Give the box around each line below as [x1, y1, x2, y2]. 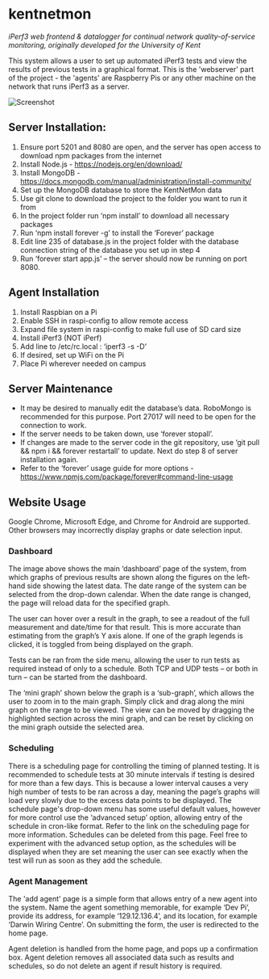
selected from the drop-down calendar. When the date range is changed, [8, 590, 251, 599]
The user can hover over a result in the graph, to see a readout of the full [8, 614, 250, 624]
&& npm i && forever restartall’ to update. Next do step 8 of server [19, 446, 238, 456]
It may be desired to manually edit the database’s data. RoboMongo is [19, 403, 252, 413]
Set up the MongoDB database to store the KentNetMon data [19, 185, 223, 195]
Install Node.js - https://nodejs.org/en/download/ [19, 159, 183, 169]
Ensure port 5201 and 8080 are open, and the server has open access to [19, 142, 262, 152]
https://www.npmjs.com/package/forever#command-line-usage [19, 472, 234, 481]
